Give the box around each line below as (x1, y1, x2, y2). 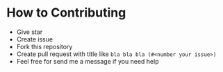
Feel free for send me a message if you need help (16, 57, 159, 65)
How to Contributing (6, 5, 126, 21)
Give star (16, 28, 43, 36)
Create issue (16, 35, 53, 43)
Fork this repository (16, 42, 73, 51)
